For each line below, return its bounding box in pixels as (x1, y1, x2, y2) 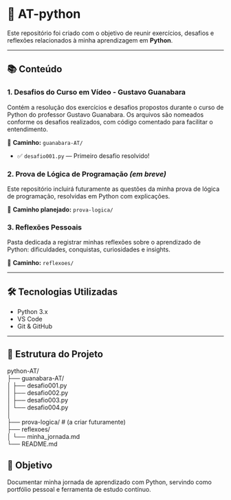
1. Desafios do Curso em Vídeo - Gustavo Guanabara (7, 87, 186, 97)
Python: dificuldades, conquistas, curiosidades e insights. (7, 245, 170, 253)
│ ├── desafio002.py (7, 388, 69, 397)
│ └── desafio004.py (7, 403, 69, 411)
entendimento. (7, 125, 48, 133)
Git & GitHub (16, 322, 53, 330)
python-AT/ (7, 367, 39, 375)
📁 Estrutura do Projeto (7, 348, 103, 360)
